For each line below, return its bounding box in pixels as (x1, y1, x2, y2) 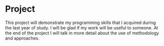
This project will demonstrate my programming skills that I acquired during (5, 20, 156, 25)
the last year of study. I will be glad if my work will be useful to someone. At (5, 24, 159, 30)
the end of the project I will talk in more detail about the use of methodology (5, 30, 159, 36)
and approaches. (5, 35, 39, 41)
